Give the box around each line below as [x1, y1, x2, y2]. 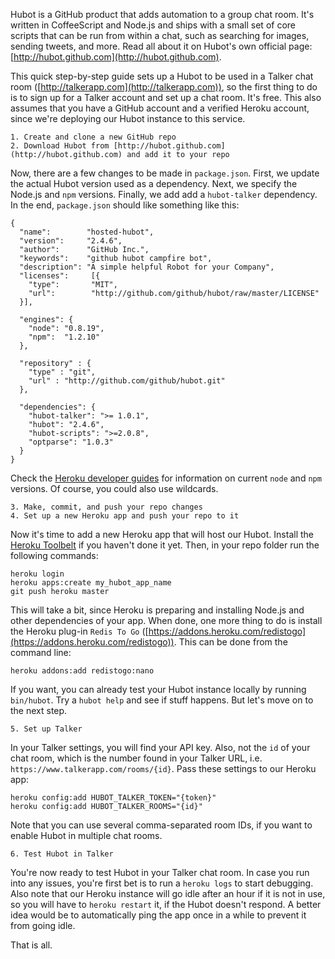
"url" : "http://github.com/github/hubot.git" [28, 376, 226, 386]
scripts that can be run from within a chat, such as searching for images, [10, 30, 310, 41]
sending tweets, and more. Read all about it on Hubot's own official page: [10, 40, 313, 52]
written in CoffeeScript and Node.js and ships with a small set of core [10, 19, 296, 31]
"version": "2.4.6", [19, 236, 123, 246]
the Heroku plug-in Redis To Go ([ [10, 625, 149, 637]
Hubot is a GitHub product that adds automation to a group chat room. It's [10, 9, 315, 20]
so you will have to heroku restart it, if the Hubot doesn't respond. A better [10, 899, 322, 910]
